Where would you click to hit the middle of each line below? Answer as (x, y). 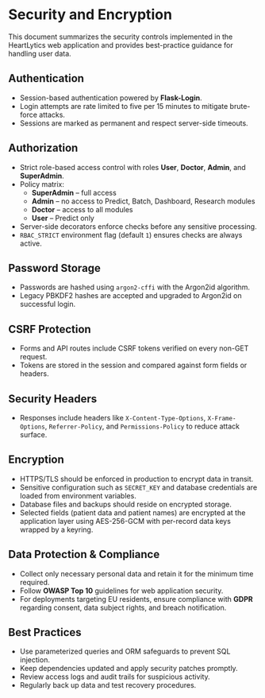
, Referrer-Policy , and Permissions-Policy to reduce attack (142, 426)
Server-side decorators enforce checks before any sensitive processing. (138, 226)
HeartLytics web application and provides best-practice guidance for (121, 45)
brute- (240, 106)
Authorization (43, 148)
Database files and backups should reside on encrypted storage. (125, 504)
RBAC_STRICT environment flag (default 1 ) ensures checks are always (131, 235)
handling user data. (40, 53)
